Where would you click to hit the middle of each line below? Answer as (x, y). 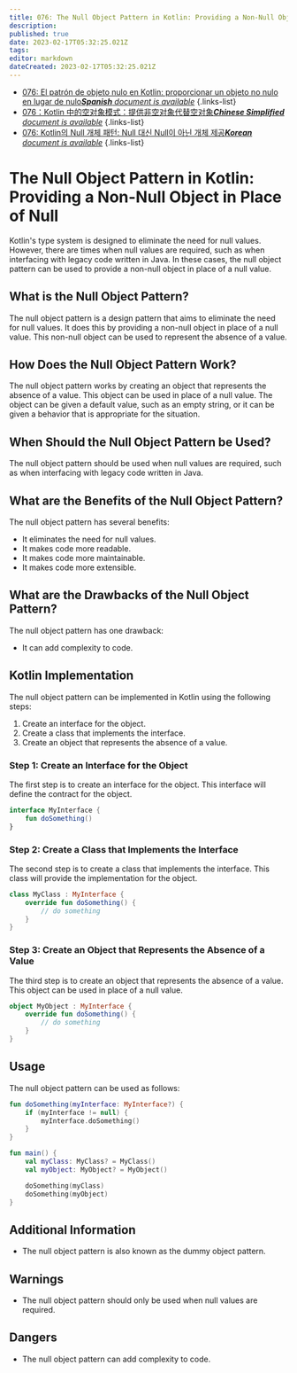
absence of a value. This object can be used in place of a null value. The (141, 395)
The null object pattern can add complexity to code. (116, 1359)
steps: (20, 706)
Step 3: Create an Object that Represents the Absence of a (137, 950)
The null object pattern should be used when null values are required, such (145, 464)
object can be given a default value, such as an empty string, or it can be (142, 405)
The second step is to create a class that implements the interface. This (139, 869)
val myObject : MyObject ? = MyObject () (96, 1170)
